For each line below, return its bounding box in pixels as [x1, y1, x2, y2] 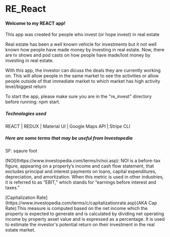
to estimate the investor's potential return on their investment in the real [5, 222, 155, 228]
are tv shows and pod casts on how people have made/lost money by [5, 52, 151, 58]
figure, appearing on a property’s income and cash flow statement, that [5, 163, 154, 169]
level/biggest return [5, 83, 47, 90]
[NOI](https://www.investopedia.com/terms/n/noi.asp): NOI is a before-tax [5, 158, 161, 164]
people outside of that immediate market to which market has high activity [5, 78, 161, 84]
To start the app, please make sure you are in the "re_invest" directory [5, 94, 152, 100]
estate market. [5, 227, 36, 233]
